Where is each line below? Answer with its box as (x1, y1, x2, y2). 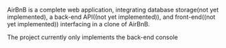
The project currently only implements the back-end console (7, 33, 178, 41)
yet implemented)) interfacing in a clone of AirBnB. (7, 20, 151, 28)
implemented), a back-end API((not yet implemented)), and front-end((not (7, 13, 216, 21)
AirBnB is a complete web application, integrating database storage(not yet (7, 6, 219, 14)
